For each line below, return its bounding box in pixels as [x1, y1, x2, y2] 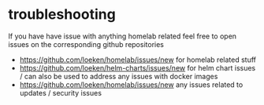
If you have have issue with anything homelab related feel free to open [8, 31, 237, 41]
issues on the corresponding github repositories [8, 39, 164, 49]
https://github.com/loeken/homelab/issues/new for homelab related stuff [19, 55, 256, 64]
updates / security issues [19, 88, 102, 97]
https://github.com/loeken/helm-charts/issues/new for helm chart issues [19, 63, 256, 72]
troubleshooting [8, 5, 116, 24]
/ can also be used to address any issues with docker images [19, 71, 218, 81]
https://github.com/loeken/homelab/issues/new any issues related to [19, 80, 244, 89]
